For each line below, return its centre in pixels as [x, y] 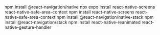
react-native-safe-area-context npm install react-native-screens [69, 12]
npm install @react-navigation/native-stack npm [105, 17]
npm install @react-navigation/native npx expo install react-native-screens [80, 7]
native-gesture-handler [28, 27]
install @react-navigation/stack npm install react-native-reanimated [73, 22]
